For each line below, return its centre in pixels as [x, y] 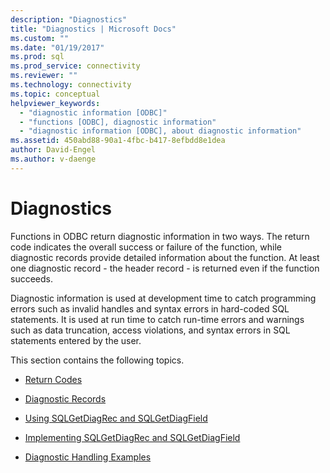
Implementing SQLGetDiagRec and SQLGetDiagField [132, 437]
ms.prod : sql [37, 57]
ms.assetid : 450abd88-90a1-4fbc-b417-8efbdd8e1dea [118, 141]
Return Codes [53, 379]
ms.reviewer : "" [44, 76]
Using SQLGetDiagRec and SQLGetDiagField [116, 418]
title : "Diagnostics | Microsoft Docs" [93, 29]
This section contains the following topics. [97, 360]
